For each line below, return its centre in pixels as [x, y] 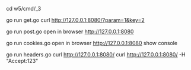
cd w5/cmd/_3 [24, 9]
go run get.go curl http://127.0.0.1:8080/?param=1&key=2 [75, 20]
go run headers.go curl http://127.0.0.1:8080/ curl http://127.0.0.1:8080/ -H [96, 55]
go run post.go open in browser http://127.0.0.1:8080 [70, 31]
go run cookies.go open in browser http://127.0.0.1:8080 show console [92, 43]
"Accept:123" [22, 61]
